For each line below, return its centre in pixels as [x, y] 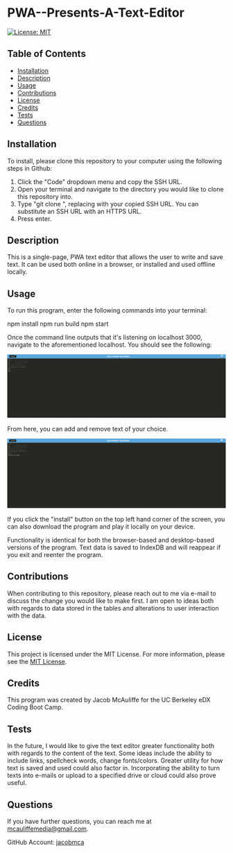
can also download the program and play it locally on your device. [101, 527]
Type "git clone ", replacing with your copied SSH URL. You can [108, 204]
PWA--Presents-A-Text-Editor [96, 13]
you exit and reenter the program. [55, 554]
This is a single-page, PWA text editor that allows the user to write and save [115, 257]
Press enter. [34, 218]
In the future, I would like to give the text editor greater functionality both [111, 746]
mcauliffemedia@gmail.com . [48, 829]
